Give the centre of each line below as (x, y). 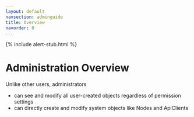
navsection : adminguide (34, 17)
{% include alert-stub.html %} (41, 44)
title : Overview (25, 22)
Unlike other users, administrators (46, 84)
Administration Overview (67, 68)
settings (24, 102)
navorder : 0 (20, 28)
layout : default (25, 11)
